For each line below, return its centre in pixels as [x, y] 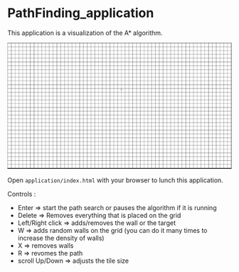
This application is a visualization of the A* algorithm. [85, 33]
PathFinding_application [81, 13]
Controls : [22, 194]
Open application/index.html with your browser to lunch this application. [116, 180]
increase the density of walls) [61, 238]
